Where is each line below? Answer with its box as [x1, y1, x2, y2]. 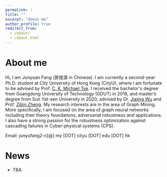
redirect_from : [5, 26, 37, 31]
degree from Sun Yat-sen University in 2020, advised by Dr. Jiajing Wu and [5, 96, 161, 102]
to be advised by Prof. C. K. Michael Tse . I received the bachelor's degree [5, 85, 158, 91]
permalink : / [5, 7, 33, 13]
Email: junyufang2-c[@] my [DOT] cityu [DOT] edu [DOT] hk [5, 132, 130, 138]
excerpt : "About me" [5, 17, 49, 22]
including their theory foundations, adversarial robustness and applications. [5, 112, 162, 118]
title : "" [5, 12, 26, 17]
